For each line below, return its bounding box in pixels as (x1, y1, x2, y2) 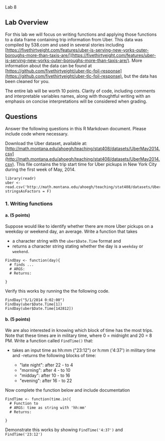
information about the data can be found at (5, 62, 92, 68)
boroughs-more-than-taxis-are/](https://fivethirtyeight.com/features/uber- (5, 52, 156, 58)
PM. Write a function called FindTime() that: (5, 337, 93, 343)
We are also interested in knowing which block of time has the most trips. (5, 327, 153, 333)
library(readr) (5, 176, 36, 181)
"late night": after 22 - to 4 (19, 362, 74, 368)
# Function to (9, 401, 38, 406)
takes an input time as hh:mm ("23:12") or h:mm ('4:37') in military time (12, 347, 156, 353)
